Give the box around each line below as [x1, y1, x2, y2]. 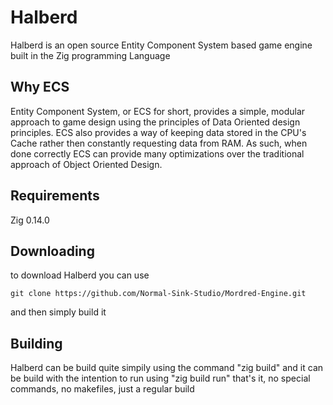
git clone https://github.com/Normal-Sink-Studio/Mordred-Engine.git [10, 289, 307, 299]
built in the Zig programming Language [10, 49, 171, 61]
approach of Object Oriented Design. [10, 158, 163, 170]
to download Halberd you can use [10, 269, 150, 281]
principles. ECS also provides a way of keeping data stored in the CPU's [10, 126, 307, 138]
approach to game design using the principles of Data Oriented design [10, 116, 301, 128]
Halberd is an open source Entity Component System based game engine [10, 39, 313, 51]
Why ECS [10, 79, 70, 96]
